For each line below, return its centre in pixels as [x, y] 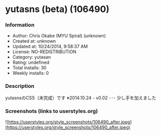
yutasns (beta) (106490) [57, 9]
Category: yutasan [32, 57]
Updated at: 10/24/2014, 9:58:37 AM [50, 47]
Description [20, 86]
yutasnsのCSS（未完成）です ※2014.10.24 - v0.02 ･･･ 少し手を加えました [81, 98]
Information [20, 25]
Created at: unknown [34, 41]
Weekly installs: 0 [31, 73]
